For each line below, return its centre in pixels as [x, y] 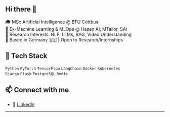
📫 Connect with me [37, 90]
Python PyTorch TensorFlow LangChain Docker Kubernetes [63, 69]
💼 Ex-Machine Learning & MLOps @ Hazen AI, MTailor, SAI [66, 29]
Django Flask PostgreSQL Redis [37, 74]
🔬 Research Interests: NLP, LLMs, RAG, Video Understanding [68, 34]
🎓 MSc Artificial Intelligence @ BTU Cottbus [52, 22]
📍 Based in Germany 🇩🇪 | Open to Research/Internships [64, 40]
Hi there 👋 [21, 9]
